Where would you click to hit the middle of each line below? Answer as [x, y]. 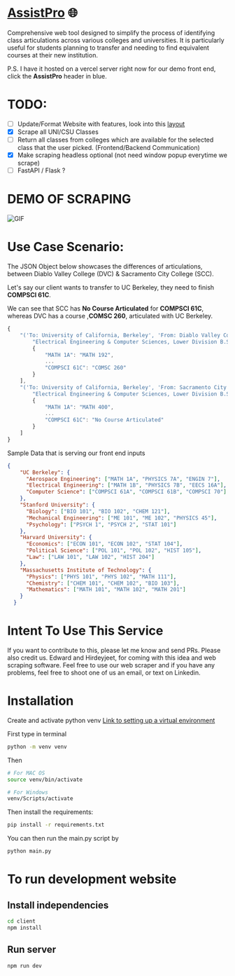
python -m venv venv [37, 747]
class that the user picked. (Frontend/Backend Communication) [109, 148]
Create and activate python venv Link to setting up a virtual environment [111, 720]
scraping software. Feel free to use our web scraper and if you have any [111, 665]
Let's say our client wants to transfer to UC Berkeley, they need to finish [111, 287]
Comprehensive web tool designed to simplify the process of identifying [111, 32]
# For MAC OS [26, 773]
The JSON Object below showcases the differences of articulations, [105, 266]
